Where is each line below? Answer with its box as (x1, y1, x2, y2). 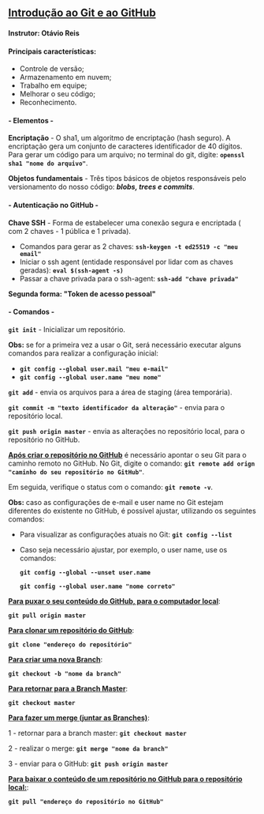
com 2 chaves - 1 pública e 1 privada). (8, 226, 132, 236)
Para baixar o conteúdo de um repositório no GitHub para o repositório (8, 774, 243, 783)
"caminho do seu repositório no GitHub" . (8, 466, 145, 477)
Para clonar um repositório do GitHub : (8, 625, 135, 635)
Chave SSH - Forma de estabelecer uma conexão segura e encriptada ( (8, 217, 241, 228)
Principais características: (8, 47, 97, 56)
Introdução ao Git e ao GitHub (8, 6, 156, 20)
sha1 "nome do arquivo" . (8, 158, 88, 168)
